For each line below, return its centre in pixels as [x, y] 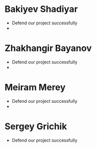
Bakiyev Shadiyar [41, 9]
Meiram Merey [35, 87]
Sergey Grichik [36, 126]
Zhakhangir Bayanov [48, 48]
